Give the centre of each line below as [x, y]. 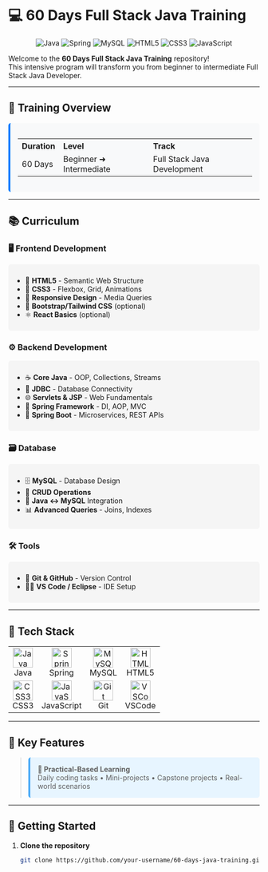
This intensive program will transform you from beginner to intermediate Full [133, 67]
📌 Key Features [47, 742]
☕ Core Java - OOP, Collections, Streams [93, 377]
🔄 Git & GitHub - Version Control [78, 578]
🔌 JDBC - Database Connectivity [79, 389]
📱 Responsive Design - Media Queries [89, 298]
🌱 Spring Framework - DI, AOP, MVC [86, 406]
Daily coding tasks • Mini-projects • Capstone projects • [130, 777]
